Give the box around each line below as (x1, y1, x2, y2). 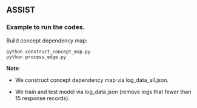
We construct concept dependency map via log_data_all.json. (15, 76, 169, 84)
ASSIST (6, 5, 36, 15)
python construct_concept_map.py (6, 49, 91, 55)
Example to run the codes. (6, 23, 85, 32)
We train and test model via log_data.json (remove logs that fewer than (15, 88, 192, 95)
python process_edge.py (6, 54, 67, 60)
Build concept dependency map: (6, 36, 88, 44)
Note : (6, 64, 21, 72)
